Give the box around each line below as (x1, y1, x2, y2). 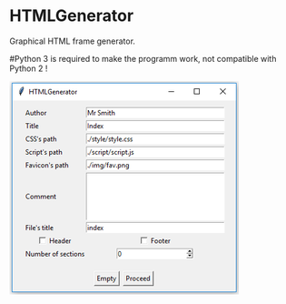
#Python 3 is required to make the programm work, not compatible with (9, 53, 277, 64)
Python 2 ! (9, 63, 48, 74)
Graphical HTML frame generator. (9, 35, 136, 46)
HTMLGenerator (9, 5, 134, 26)
